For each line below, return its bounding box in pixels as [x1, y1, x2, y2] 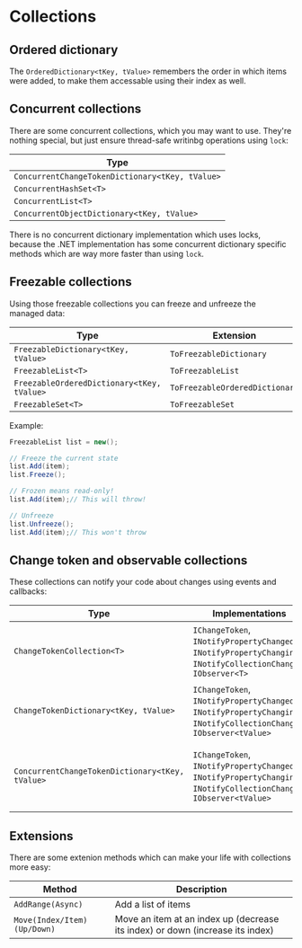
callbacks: [9, 586, 48, 597]
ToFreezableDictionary [169, 349, 267, 359]
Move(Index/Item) [13, 915, 88, 926]
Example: [9, 420, 44, 430]
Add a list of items [114, 899, 191, 911]
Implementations [212, 607, 287, 620]
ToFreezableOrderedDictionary [169, 382, 299, 393]
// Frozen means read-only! [9, 487, 115, 496]
